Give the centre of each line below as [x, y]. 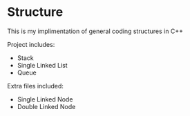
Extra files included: [36, 86]
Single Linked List [42, 65]
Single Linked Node [45, 99]
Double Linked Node [46, 106]
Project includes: [31, 44]
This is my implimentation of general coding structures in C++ [95, 31]
